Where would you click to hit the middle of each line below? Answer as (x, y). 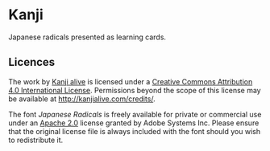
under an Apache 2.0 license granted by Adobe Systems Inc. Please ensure (134, 123)
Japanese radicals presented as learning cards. (87, 37)
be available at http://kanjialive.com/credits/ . (82, 99)
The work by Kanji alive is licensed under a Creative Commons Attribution (131, 81)
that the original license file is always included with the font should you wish (134, 131)
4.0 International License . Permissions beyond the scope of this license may (135, 90)
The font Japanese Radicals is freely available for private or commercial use (135, 114)
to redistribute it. (36, 140)
